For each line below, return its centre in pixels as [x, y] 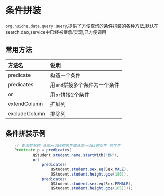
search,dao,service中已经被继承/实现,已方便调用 [56, 32]
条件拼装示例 [25, 134]
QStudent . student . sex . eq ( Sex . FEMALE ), [92, 184]
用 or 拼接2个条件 [70, 94]
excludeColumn [27, 113]
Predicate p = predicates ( [43, 150]
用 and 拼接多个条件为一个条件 [85, 85]
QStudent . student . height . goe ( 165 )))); [92, 188]
